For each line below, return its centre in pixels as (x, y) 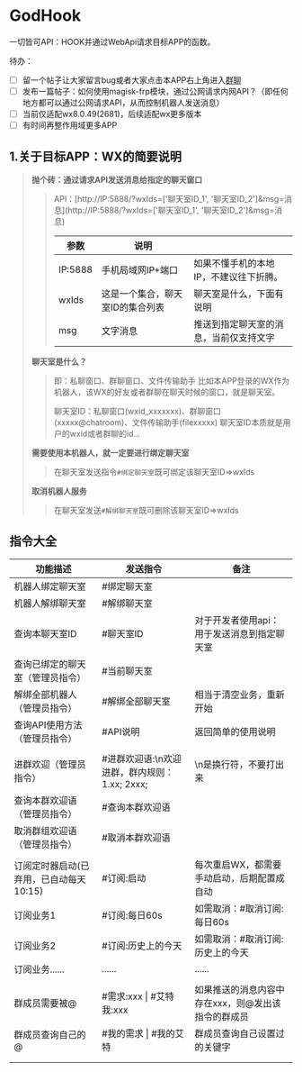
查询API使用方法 (48, 724)
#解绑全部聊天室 (136, 701)
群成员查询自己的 (50, 1034)
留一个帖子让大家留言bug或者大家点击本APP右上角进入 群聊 (132, 80)
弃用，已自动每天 (50, 879)
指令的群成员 (222, 1016)
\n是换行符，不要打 (235, 764)
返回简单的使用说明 (235, 731)
